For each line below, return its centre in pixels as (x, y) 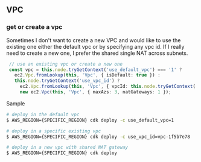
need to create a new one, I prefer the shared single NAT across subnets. (97, 53)
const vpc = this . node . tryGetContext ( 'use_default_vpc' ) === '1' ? (95, 70)
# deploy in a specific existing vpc (54, 131)
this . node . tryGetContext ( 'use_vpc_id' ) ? (67, 81)
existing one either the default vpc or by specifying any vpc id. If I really (95, 46)
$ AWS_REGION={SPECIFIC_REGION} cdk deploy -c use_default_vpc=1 (90, 120)
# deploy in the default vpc (43, 114)
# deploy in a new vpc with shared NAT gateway (67, 148)
